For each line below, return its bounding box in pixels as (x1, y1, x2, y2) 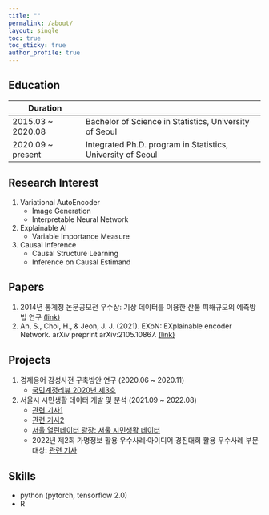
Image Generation (31, 206, 91, 215)
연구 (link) (28, 312, 61, 322)
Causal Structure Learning (31, 248, 118, 258)
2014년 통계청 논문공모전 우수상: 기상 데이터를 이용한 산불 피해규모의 (19, 302, 235, 312)
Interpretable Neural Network (31, 214, 129, 224)
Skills (8, 469, 36, 483)
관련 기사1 (31, 405, 63, 415)
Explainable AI (19, 223, 67, 232)
